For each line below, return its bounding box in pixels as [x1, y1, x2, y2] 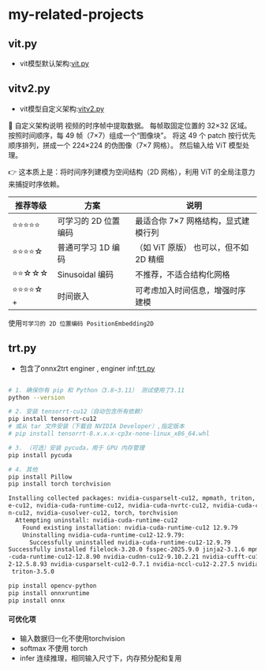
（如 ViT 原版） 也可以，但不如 [135, 242, 249, 253]
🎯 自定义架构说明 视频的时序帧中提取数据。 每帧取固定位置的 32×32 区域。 [8, 121, 252, 130]
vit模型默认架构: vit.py [19, 59, 89, 68]
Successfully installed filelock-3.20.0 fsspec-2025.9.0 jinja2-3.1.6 [8, 545, 245, 553]
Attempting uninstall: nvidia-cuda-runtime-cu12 [15, 516, 178, 524]
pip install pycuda [8, 451, 73, 459]
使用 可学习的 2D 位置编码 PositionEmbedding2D [8, 318, 154, 328]
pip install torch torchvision [8, 480, 111, 488]
